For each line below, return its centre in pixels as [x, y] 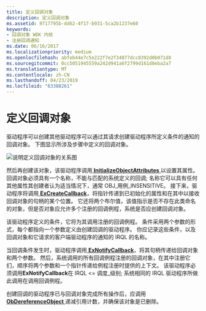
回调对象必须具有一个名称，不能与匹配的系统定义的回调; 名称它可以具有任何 [102, 178]
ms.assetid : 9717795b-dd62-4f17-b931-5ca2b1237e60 [72, 23]
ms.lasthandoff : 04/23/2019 [42, 80]
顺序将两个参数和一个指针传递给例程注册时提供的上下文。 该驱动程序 [104, 265]
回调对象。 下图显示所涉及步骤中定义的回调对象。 [69, 144]
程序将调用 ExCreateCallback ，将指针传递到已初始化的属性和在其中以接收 [105, 193]
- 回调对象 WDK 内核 [30, 35]
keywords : [19, 29]
